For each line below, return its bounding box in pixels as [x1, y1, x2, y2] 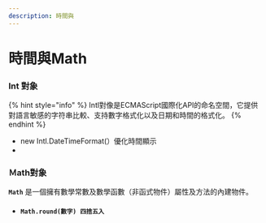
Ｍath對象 [8, 167, 47, 178]
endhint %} [8, 119, 46, 130]
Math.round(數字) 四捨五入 [20, 208, 105, 216]
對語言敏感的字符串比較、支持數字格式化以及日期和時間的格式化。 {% [8, 110, 242, 120]
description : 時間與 [8, 11, 75, 20]
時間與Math [8, 49, 88, 67]
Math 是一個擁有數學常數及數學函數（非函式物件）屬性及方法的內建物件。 [8, 187, 254, 197]
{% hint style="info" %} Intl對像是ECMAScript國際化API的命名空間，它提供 [8, 101, 259, 110]
